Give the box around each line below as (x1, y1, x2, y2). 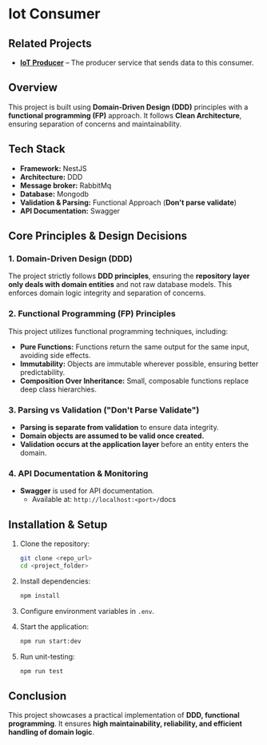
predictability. (19, 367, 66, 376)
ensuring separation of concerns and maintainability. (8, 119, 182, 129)
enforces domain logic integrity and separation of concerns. (8, 289, 206, 298)
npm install (19, 592, 60, 600)
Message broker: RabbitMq (19, 181, 112, 190)
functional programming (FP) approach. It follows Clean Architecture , (8, 110, 242, 120)
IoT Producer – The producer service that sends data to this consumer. (19, 58, 254, 67)
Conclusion (8, 689, 67, 703)
